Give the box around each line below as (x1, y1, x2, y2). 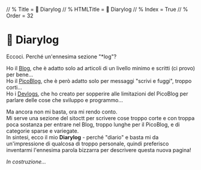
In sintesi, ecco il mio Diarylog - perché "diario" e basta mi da (6, 133, 159, 141)
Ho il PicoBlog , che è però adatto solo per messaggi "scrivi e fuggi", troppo (6, 77, 192, 84)
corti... (6, 83, 22, 91)
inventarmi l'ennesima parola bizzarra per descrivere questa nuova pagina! (6, 146, 191, 153)
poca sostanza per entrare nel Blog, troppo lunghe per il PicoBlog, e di (6, 121, 180, 128)
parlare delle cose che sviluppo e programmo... (6, 96, 123, 103)
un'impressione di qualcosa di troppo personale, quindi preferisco (6, 140, 169, 147)
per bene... (6, 71, 34, 78)
